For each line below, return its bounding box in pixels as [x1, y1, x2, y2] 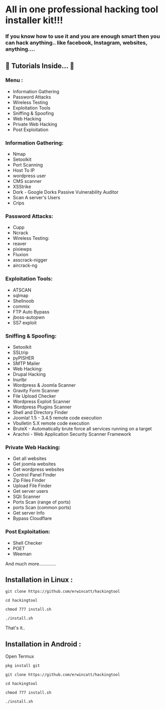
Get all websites [12, 455, 47, 462]
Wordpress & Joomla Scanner [12, 382, 76, 388]
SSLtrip [12, 349, 29, 356]
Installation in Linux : [5, 575, 73, 584]
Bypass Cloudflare [12, 515, 52, 522]
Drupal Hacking [12, 371, 46, 377]
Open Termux [5, 653, 34, 659]
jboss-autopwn [12, 314, 45, 320]
